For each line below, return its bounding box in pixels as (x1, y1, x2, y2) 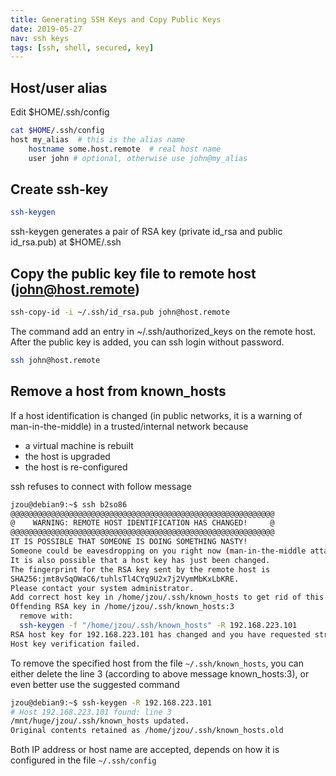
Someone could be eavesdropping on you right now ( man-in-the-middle (10, 546, 307, 556)
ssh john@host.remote (10, 355, 101, 365)
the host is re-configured (24, 461, 128, 473)
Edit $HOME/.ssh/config (10, 106, 110, 118)
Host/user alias (10, 79, 108, 96)
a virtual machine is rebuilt (24, 439, 134, 451)
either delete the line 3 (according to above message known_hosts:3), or (10, 667, 310, 680)
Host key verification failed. (10, 639, 141, 649)
